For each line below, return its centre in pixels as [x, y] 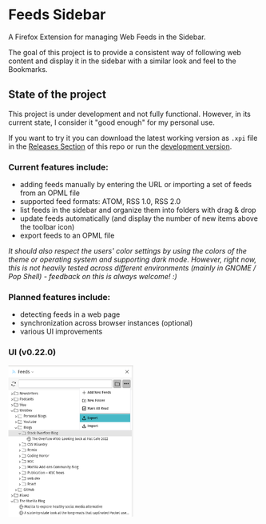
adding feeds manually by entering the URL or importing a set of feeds [136, 185]
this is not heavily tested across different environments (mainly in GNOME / [132, 268]
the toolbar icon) [47, 227]
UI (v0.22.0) [32, 352]
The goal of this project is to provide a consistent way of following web [125, 52]
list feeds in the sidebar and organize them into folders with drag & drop [138, 210]
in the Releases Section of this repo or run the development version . [120, 146]
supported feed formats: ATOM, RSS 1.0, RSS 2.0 [100, 202]
